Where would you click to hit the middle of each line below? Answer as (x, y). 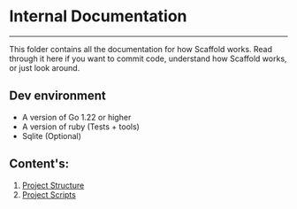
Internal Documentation (98, 16)
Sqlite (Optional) (52, 135)
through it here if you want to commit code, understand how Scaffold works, (148, 58)
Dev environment (57, 96)
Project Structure (53, 185)
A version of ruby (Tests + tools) (80, 127)
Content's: (39, 164)
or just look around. (45, 67)
